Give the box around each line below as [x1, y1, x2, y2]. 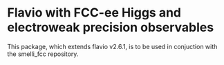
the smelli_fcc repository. [7, 50, 79, 58]
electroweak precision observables [7, 19, 214, 35]
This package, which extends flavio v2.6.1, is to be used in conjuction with [7, 42, 218, 50]
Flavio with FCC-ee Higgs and [7, 5, 182, 21]
